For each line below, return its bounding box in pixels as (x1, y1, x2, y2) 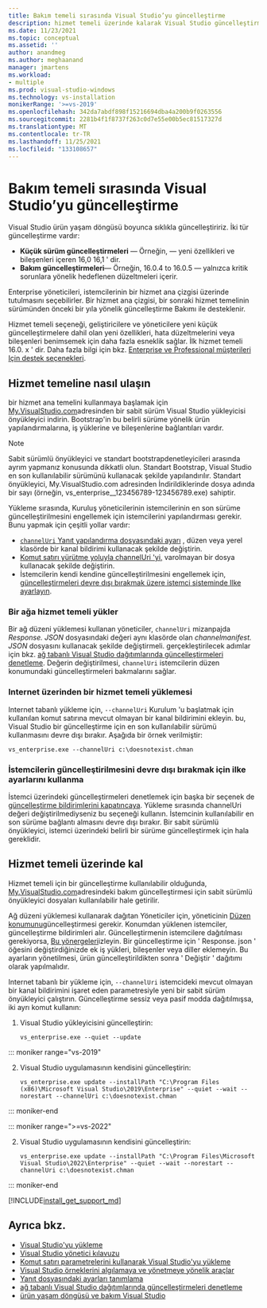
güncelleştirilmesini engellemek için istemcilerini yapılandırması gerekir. (8, 511, 242, 522)
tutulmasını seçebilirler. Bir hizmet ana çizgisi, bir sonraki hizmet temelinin (8, 296, 250, 305)
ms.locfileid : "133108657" (8, 145, 98, 153)
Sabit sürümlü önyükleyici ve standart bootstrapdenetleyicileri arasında (8, 454, 241, 464)
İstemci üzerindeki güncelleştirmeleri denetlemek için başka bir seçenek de (8, 792, 255, 801)
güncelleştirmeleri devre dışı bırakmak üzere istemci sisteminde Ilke (19, 578, 242, 588)
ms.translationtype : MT (8, 123, 87, 131)
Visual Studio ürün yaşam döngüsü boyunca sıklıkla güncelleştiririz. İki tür (8, 222, 249, 232)
